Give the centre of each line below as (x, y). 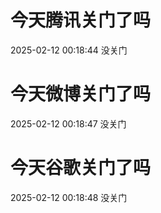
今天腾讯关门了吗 (81, 20)
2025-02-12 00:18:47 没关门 (68, 123)
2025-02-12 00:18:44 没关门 (69, 50)
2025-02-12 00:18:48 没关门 (69, 197)
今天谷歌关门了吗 (81, 168)
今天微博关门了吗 (81, 94)
